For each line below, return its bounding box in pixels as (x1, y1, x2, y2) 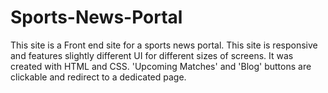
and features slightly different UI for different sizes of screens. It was (10, 49, 294, 61)
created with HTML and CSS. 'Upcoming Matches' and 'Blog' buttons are (10, 60, 312, 72)
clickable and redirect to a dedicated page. (10, 71, 187, 83)
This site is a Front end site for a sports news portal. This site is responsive (10, 39, 318, 51)
